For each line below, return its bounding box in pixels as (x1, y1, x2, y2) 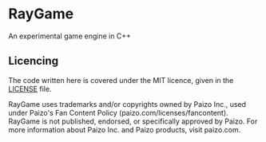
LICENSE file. (8, 84, 52, 93)
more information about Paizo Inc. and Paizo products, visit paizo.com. (8, 124, 241, 134)
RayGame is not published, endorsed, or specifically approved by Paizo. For (8, 116, 258, 126)
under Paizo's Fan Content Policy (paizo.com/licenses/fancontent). (8, 108, 229, 117)
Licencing (8, 54, 58, 68)
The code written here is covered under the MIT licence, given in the (8, 75, 234, 85)
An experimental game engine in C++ (8, 31, 132, 41)
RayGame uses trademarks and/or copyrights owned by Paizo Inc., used (8, 99, 246, 108)
